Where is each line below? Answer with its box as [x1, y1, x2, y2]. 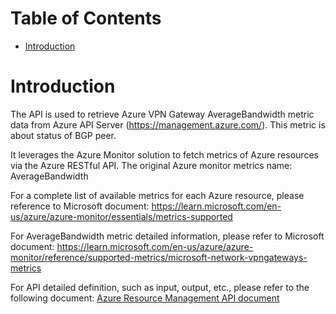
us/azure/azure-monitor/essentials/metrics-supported [10, 210, 233, 222]
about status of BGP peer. [10, 129, 117, 141]
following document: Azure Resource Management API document [10, 292, 280, 304]
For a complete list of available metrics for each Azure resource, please [10, 189, 305, 201]
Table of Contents [10, 7, 162, 30]
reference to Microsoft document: [10, 200, 150, 212]
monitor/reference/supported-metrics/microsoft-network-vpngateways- [10, 251, 308, 263]
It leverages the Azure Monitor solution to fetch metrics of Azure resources [10, 148, 319, 161]
